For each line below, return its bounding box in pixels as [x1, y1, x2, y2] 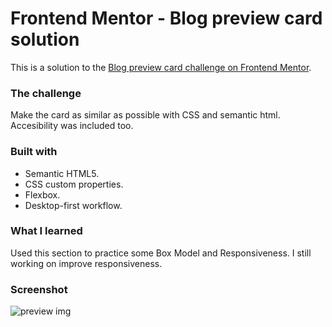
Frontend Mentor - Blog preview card [10, 7, 323, 30]
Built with [10, 145, 58, 159]
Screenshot [10, 282, 68, 296]
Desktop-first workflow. [24, 199, 123, 211]
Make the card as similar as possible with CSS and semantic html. [10, 109, 281, 121]
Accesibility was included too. [10, 120, 134, 132]
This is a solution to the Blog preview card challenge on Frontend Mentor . [10, 61, 312, 73]
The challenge [10, 86, 82, 100]
